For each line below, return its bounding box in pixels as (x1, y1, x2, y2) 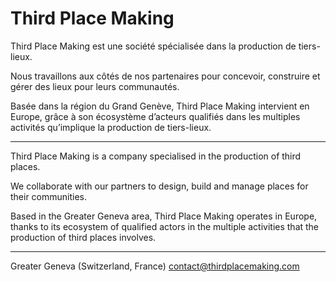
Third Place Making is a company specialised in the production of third (10, 150, 302, 162)
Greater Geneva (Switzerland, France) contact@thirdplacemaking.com (10, 260, 300, 272)
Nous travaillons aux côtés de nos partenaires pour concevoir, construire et (10, 70, 321, 82)
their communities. (10, 190, 88, 202)
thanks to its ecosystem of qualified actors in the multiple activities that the (10, 220, 320, 232)
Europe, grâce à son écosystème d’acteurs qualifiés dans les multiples (10, 110, 301, 122)
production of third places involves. (10, 231, 157, 243)
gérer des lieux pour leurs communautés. (10, 80, 180, 92)
